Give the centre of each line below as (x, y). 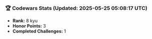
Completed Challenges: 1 (39, 31)
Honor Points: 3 (29, 26)
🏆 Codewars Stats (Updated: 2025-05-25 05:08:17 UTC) (76, 8)
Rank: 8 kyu (25, 21)
